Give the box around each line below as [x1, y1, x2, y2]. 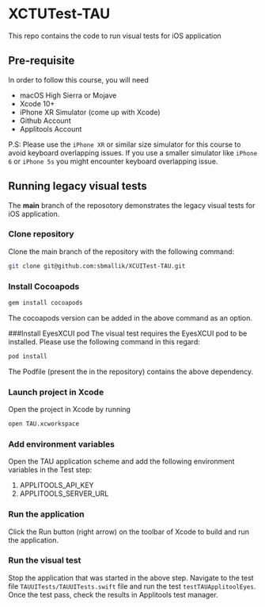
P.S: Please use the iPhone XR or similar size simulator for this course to [8, 140, 241, 149]
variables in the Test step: [8, 465, 93, 474]
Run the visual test [8, 555, 81, 566]
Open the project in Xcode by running [8, 405, 131, 414]
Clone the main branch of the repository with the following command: [8, 247, 235, 256]
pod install [8, 352, 47, 360]
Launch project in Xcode [8, 386, 104, 398]
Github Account [19, 116, 71, 125]
